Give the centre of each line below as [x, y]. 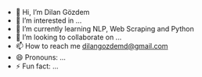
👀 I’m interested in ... [49, 20]
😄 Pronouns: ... [41, 57]
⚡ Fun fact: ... [37, 66]
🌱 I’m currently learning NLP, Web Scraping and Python [105, 29]
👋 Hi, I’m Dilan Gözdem [52, 12]
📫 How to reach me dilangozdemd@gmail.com [92, 46]
